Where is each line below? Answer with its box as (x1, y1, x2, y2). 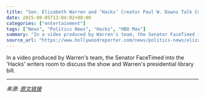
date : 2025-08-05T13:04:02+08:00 (6, 15, 92, 21)
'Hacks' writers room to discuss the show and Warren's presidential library (6, 60, 194, 68)
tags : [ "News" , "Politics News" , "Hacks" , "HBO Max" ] (6, 26, 146, 32)
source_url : (6, 37, 37, 43)
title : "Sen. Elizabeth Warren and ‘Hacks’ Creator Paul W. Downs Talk (6, 9, 192, 15)
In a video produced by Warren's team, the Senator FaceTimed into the (6, 54, 184, 61)
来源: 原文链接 (6, 85, 41, 92)
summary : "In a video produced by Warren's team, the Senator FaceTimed (6, 32, 195, 38)
